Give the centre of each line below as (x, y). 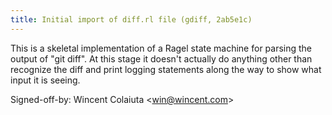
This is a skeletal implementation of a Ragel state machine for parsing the (161, 48)
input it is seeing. (45, 80)
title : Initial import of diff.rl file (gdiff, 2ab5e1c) (131, 19)
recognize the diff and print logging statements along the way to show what (166, 69)
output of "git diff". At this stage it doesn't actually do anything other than (161, 58)
